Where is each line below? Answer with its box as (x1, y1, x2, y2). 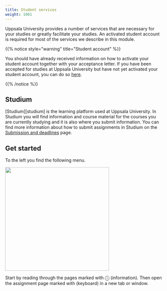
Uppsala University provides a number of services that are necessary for (5, 25, 155, 31)
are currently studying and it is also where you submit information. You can (5, 119, 160, 125)
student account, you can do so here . (5, 71, 82, 77)
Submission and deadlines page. (5, 130, 72, 136)
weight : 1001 (5, 12, 32, 17)
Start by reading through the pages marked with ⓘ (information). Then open (5, 275, 162, 281)
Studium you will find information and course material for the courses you (5, 114, 156, 120)
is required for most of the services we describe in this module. (5, 36, 136, 42)
